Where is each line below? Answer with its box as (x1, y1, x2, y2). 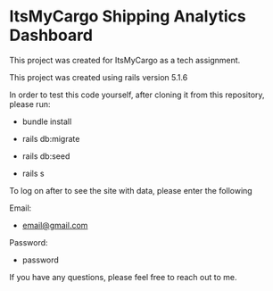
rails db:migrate (21, 133, 80, 144)
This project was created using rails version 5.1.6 (9, 71, 188, 82)
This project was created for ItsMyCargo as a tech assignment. (9, 54, 241, 65)
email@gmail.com (21, 220, 88, 230)
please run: (9, 98, 51, 109)
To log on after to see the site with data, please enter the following (9, 185, 252, 195)
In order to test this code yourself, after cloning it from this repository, (9, 89, 265, 100)
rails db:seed (21, 150, 70, 162)
